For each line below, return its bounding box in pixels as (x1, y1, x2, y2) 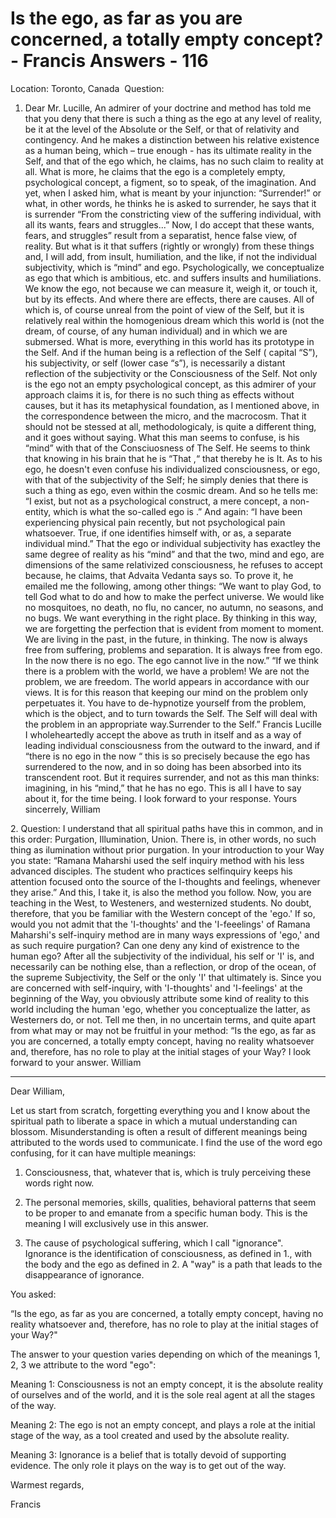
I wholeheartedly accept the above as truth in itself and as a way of (24, 728, 302, 741)
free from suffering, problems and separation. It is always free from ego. (24, 643, 323, 656)
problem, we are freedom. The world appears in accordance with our (24, 675, 310, 687)
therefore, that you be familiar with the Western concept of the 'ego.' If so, (10, 907, 316, 919)
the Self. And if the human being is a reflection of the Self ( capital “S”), (24, 346, 318, 358)
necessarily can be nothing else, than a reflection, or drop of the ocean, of (10, 960, 317, 972)
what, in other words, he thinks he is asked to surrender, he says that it (24, 197, 317, 209)
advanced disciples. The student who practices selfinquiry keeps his (10, 865, 293, 877)
